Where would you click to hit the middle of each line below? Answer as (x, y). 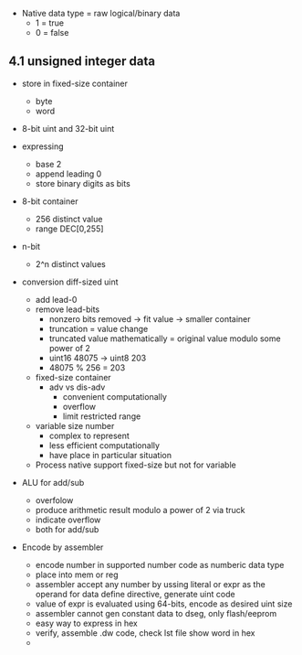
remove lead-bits (68, 309)
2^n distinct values (70, 263)
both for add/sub (67, 529)
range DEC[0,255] (69, 229)
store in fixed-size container (75, 83)
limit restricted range (102, 416)
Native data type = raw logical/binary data (101, 13)
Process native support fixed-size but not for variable (135, 465)
